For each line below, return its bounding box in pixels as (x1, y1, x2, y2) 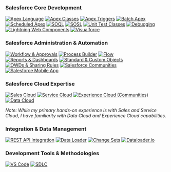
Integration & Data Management (5, 125, 87, 132)
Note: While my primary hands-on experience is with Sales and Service (5, 107, 157, 113)
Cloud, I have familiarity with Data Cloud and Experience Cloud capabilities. (5, 112, 166, 119)
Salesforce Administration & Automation (5, 39, 108, 47)
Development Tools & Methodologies (5, 150, 99, 157)
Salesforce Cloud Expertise (5, 80, 75, 87)
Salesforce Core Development (5, 4, 82, 11)
